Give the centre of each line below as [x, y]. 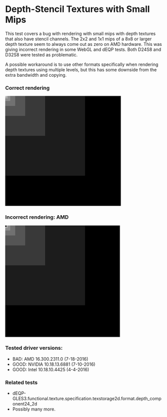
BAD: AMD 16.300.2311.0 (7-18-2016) [50, 359]
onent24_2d [25, 404]
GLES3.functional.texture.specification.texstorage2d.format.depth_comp [87, 399]
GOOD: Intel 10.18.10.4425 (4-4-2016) [51, 369]
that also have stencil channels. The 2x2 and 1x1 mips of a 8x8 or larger [79, 39]
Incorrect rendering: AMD [37, 217]
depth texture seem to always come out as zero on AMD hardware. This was [83, 44]
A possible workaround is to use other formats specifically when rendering [82, 64]
